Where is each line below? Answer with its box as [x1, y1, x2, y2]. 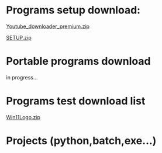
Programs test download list [6, 95, 146, 108]
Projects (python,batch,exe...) [6, 134, 157, 147]
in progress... [6, 74, 38, 81]
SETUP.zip [6, 34, 32, 41]
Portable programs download [6, 55, 151, 68]
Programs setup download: [6, 4, 141, 17]
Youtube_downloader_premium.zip [6, 23, 89, 30]
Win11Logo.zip [6, 113, 41, 120]
